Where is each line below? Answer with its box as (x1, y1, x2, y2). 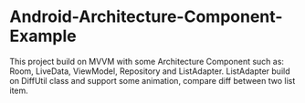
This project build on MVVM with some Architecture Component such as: (9, 56, 285, 67)
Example (9, 26, 77, 46)
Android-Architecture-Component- (9, 6, 283, 27)
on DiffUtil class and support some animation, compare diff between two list (9, 75, 296, 86)
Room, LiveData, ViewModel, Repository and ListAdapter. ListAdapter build (9, 66, 290, 77)
